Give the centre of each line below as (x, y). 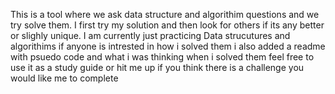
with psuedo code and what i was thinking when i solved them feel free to (162, 57)
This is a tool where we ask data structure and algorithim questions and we (165, 14)
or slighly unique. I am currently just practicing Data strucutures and (150, 35)
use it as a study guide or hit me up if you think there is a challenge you (157, 67)
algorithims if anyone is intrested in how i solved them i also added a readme (168, 46)
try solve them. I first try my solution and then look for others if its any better (167, 25)
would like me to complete (64, 78)
